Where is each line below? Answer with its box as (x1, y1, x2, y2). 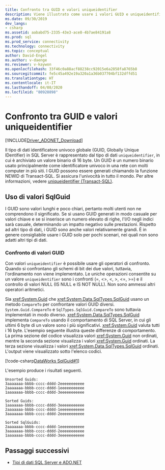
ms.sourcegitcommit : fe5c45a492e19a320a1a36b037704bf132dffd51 (5, 71, 137, 76)
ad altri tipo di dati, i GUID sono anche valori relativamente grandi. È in (5, 227, 147, 233)
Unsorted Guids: (5, 377, 38, 382)
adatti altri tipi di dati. (5, 237, 48, 243)
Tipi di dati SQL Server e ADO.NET (12, 460, 82, 466)
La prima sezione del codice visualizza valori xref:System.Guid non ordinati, (5, 333, 158, 339)
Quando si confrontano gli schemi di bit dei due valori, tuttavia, (5, 266, 132, 272)
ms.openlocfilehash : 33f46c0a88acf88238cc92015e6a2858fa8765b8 (5, 67, 137, 72)
